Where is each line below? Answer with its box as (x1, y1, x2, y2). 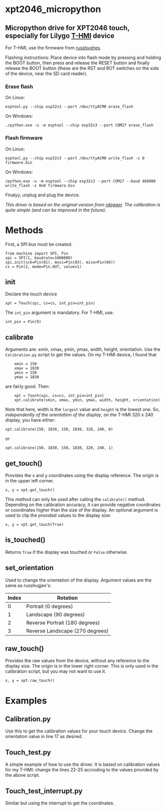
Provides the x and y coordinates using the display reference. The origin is (5, 472, 159, 478)
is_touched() (5, 536, 46, 544)
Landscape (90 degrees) (26, 611, 85, 618)
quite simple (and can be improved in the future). (5, 207, 106, 213)
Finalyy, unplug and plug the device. (5, 192, 80, 198)
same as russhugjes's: (5, 582, 52, 588)
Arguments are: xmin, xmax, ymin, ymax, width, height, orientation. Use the (5, 346, 160, 353)
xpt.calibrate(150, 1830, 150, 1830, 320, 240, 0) (5, 427, 113, 432)
